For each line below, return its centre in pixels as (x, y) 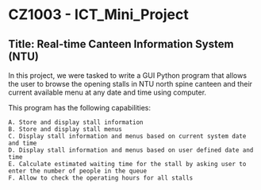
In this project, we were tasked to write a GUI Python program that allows (128, 76)
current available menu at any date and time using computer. (107, 92)
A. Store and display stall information (76, 122)
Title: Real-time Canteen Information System (121, 44)
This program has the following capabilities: (79, 108)
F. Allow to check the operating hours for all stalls (101, 178)
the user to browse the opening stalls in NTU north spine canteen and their (130, 84)
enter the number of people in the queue (78, 171)
